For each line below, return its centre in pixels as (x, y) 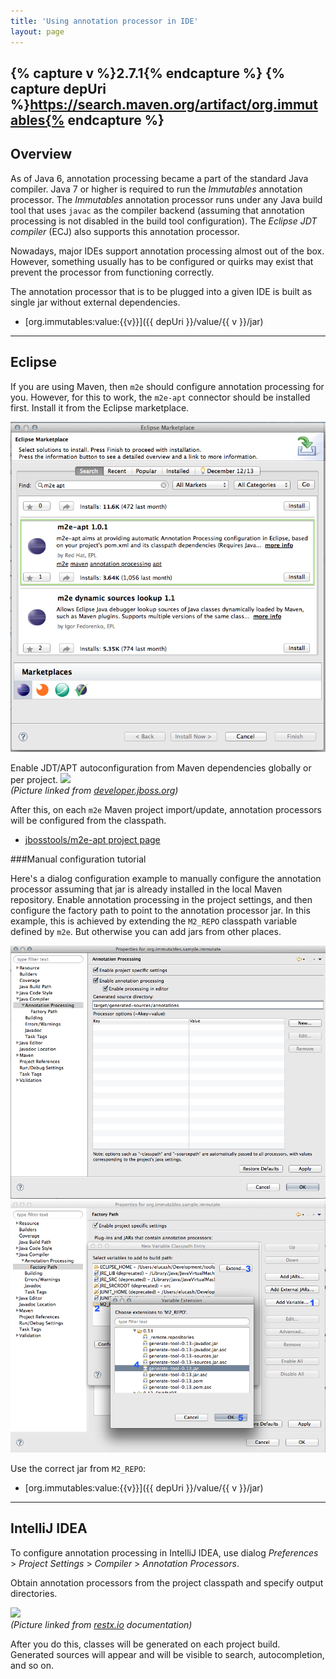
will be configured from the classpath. (88, 820)
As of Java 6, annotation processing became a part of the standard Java (159, 178)
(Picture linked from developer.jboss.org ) (94, 790)
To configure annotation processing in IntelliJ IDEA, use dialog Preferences (164, 1552)
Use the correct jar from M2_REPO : (78, 1469)
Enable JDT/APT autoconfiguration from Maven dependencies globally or (161, 767)
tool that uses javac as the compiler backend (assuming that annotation (157, 210)
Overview (41, 154)
